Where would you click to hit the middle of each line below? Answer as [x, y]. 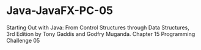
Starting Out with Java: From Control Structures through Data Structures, [98, 27]
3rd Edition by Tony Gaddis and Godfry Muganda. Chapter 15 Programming [101, 34]
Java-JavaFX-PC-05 [60, 11]
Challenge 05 [23, 40]
